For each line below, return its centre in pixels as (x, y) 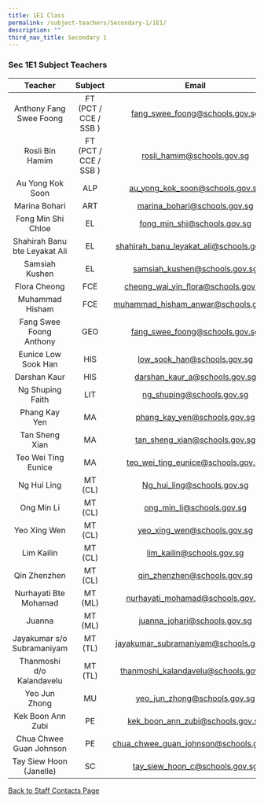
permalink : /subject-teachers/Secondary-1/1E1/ (88, 23)
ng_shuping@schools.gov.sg (196, 394)
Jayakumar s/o (40, 638)
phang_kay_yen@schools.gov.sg (195, 417)
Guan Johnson (40, 748)
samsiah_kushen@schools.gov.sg (195, 268)
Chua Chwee (40, 739)
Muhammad (40, 299)
